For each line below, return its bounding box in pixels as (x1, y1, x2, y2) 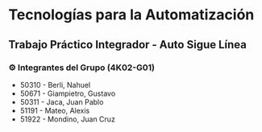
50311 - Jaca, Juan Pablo (19, 97, 104, 106)
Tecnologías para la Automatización (8, 6, 255, 24)
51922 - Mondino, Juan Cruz (19, 114, 115, 124)
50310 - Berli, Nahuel (19, 80, 91, 89)
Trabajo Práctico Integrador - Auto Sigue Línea (8, 38, 247, 52)
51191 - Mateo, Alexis (19, 105, 90, 115)
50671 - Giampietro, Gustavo (19, 89, 116, 98)
